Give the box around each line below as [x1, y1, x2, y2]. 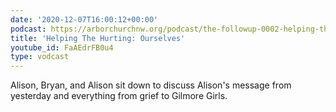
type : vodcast [10, 52, 70, 62]
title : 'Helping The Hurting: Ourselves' [10, 33, 186, 43]
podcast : [10, 24, 47, 34]
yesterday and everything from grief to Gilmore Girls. [10, 90, 228, 102]
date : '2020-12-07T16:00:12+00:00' [10, 14, 159, 25]
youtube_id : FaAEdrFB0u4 [10, 42, 114, 53]
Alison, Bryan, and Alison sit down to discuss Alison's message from [10, 79, 292, 91]
